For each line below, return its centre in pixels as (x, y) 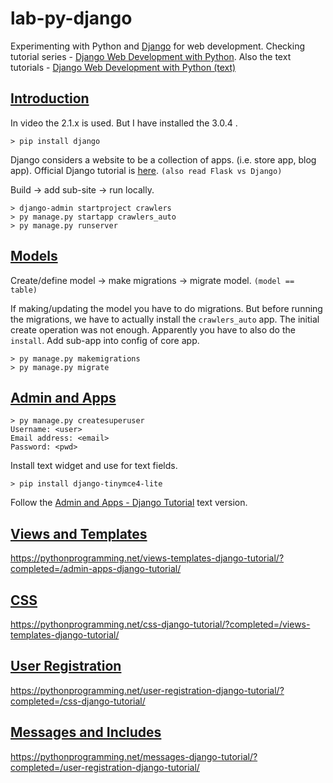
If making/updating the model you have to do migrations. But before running (166, 308)
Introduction (50, 98)
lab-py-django (71, 18)
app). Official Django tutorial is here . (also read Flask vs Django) (146, 170)
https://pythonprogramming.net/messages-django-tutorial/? (134, 756)
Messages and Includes (86, 732)
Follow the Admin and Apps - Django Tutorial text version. (129, 503)
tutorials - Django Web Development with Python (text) (123, 67)
